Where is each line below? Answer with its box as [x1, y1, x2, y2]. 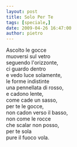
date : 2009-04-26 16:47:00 [6, 25, 72, 31]
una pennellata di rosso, [6, 84, 64, 91]
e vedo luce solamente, [6, 72, 62, 79]
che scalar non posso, [6, 122, 60, 129]
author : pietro [6, 31, 43, 36]
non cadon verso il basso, [6, 109, 68, 116]
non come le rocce [6, 115, 51, 122]
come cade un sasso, [6, 96, 58, 103]
